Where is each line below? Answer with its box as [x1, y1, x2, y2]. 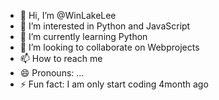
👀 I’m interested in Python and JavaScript [19, 20, 191, 32]
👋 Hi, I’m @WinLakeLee [19, 10, 117, 21]
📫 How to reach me [19, 53, 103, 64]
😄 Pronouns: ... [19, 67, 85, 79]
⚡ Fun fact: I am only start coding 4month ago [19, 78, 209, 90]
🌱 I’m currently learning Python [19, 31, 148, 42]
